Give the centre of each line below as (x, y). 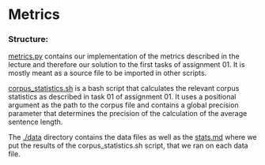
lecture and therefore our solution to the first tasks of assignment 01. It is (127, 65)
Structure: (28, 39)
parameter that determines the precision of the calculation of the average (128, 114)
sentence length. (36, 122)
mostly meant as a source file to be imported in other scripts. (108, 73)
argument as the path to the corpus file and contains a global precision (123, 105)
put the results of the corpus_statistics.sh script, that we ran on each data (128, 146)
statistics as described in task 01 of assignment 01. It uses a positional (122, 97)
